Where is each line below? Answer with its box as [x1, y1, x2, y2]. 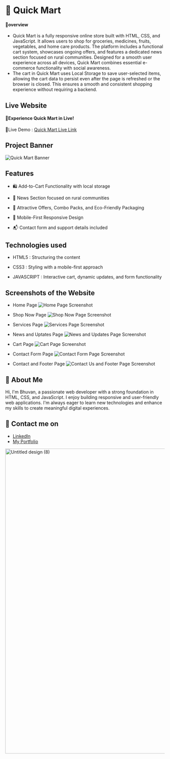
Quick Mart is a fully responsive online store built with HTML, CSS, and [12, 33, 160, 39]
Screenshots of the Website [5, 288, 95, 297]
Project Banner [5, 141, 54, 150]
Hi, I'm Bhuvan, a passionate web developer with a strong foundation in [5, 389, 154, 395]
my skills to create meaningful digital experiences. [5, 405, 110, 411]
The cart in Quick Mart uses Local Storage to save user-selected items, [12, 70, 161, 76]
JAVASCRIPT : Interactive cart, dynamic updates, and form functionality [12, 274, 162, 280]
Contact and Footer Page [12, 361, 65, 367]
